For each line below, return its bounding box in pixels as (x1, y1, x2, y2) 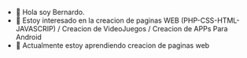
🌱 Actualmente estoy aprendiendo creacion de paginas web (15, 41, 210, 50)
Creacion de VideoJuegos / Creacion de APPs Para (61, 24, 228, 33)
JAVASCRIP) (15, 24, 57, 33)
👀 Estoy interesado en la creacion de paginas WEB (15, 16, 179, 25)
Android (15, 32, 42, 42)
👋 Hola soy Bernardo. (15, 8, 85, 16)
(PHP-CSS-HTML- (180, 16, 240, 25)
